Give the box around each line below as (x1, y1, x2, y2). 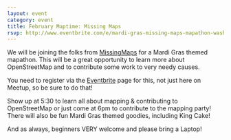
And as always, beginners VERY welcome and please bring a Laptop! (7, 125, 202, 133)
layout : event (7, 10, 48, 17)
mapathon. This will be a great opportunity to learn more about (7, 56, 185, 64)
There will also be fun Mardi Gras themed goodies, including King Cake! (7, 112, 211, 120)
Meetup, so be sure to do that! (7, 83, 93, 92)
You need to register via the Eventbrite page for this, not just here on (7, 77, 201, 85)
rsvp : (7, 29, 23, 37)
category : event (7, 17, 54, 23)
